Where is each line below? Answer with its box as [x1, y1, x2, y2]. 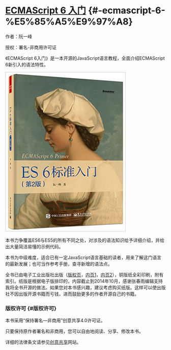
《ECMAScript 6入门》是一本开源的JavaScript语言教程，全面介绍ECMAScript [5, 55, 165, 61]
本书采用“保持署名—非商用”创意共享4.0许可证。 [5, 317, 105, 323]
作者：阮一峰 [5, 33, 32, 39]
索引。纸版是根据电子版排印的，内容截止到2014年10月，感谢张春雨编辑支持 [5, 278, 163, 284]
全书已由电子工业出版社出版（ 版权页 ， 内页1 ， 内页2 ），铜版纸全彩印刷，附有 [5, 271, 164, 277]
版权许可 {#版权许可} [5, 305, 57, 312]
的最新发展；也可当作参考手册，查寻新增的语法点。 [5, 261, 112, 267]
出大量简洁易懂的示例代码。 [5, 243, 64, 249]
